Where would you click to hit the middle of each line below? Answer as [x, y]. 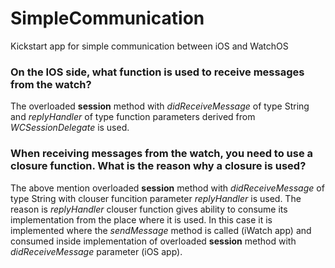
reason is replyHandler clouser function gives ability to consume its [149, 209]
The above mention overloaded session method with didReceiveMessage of [167, 188]
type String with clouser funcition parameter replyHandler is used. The [156, 198]
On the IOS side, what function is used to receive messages [157, 72]
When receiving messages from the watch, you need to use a [162, 154]
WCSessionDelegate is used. [70, 128]
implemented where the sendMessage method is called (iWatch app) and [161, 230]
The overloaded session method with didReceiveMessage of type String [160, 106]
